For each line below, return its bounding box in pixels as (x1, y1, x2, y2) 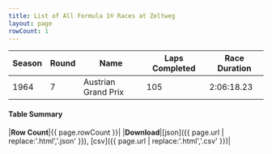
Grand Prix (83, 87, 124, 98)
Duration (217, 62, 253, 74)
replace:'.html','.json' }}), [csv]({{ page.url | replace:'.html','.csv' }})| (8, 135, 231, 146)
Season (12, 58, 43, 69)
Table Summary (8, 109, 63, 118)
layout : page (8, 19, 53, 28)
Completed (152, 62, 196, 74)
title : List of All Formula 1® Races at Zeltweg (8, 11, 176, 20)
